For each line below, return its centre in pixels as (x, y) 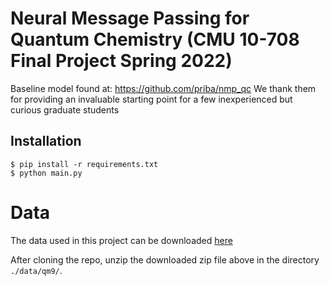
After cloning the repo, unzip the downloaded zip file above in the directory (165, 259)
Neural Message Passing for (130, 18)
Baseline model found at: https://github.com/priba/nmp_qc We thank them (163, 88)
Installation (46, 141)
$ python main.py (46, 173)
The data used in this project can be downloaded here (121, 240)
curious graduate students (65, 109)
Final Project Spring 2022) (121, 61)
